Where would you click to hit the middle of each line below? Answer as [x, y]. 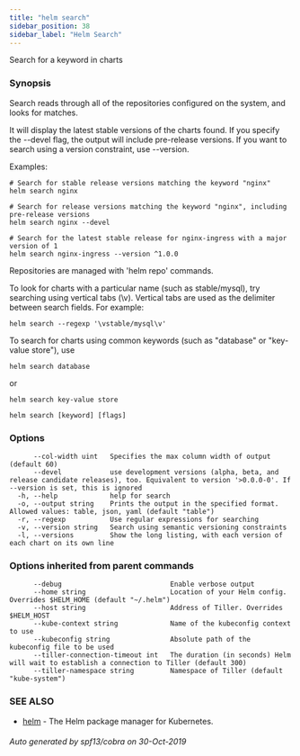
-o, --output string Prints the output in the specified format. [148, 504]
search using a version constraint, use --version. [99, 148]
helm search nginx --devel [60, 222]
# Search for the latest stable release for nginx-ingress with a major [148, 238]
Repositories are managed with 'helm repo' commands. [111, 270]
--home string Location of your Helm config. [160, 592]
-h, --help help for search [94, 496]
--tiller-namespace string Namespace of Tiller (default [158, 671]
